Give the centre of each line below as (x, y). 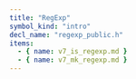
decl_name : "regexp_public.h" (67, 35)
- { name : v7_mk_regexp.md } (73, 60)
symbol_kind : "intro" (50, 26)
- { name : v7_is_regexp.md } (73, 52)
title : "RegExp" (40, 18)
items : (22, 43)
